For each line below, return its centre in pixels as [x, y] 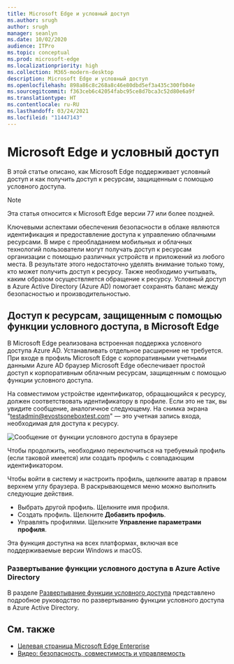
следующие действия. [41, 494]
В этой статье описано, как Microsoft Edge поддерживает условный [109, 171]
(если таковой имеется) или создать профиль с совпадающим [101, 458]
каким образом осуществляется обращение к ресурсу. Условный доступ [117, 279]
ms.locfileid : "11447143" [45, 117]
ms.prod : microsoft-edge [43, 59]
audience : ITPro [31, 46]
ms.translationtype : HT [42, 98]
